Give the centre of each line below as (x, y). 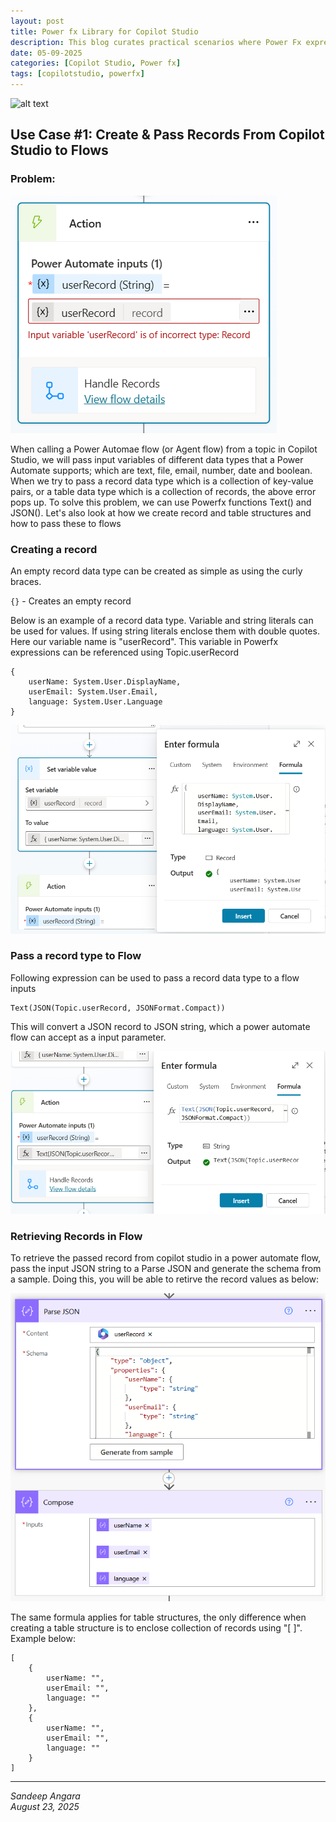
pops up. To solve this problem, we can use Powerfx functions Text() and (161, 502)
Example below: (43, 1639)
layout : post (37, 21)
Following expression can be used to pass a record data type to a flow (155, 977)
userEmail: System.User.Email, (93, 691)
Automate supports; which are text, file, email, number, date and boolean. (161, 470)
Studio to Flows (59, 150)
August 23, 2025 (45, 1807)
